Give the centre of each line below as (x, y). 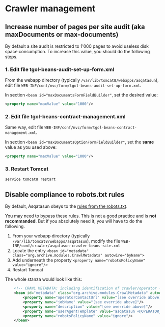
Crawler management (50, 9)
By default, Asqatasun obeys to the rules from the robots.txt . (66, 206)
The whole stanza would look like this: (44, 279)
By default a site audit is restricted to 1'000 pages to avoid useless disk (77, 46)
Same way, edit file (24, 127)
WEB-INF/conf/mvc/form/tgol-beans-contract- (91, 128)
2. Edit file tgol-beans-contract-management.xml (65, 117)
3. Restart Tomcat (27, 169)
